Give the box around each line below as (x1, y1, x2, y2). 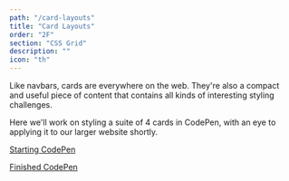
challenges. (9, 100, 53, 110)
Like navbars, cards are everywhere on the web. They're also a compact (9, 81, 280, 90)
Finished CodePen (9, 162, 79, 172)
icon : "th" (9, 55, 51, 64)
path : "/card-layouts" (9, 13, 95, 23)
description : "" (9, 47, 71, 56)
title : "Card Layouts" (9, 22, 95, 31)
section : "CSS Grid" (9, 38, 88, 48)
